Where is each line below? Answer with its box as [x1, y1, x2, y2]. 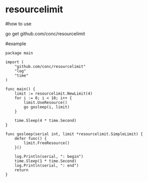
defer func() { [14, 136, 47, 141]
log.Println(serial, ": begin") [14, 154, 83, 159]
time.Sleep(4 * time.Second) [14, 118, 77, 123]
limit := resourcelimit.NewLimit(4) [14, 91, 93, 96]
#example [5, 40, 27, 47]
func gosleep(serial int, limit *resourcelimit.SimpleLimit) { [5, 131, 143, 137]
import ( [5, 59, 24, 65]
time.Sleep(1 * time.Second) [14, 158, 77, 163]
